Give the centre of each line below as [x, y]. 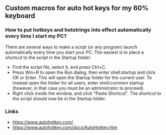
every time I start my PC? [36, 36]
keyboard [20, 16]
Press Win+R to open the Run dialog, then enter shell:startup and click [84, 72]
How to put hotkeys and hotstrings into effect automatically [78, 30]
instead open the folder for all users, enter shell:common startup [78, 83]
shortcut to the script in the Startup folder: [48, 57]
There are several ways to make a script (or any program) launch [71, 47]
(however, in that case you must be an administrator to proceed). [78, 88]
